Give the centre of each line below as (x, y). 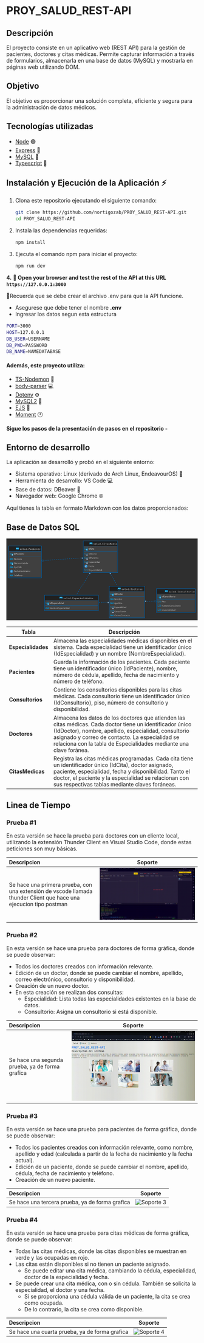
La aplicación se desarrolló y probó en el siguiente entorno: (80, 462)
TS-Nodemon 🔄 (35, 379)
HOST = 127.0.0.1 (25, 332)
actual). (25, 1161)
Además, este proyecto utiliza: (46, 365)
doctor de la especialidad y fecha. (66, 1277)
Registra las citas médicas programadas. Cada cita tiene (124, 758)
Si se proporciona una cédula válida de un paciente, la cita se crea (107, 1296)
